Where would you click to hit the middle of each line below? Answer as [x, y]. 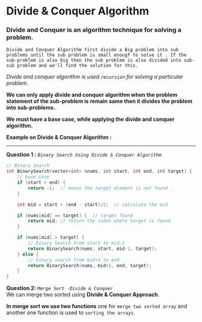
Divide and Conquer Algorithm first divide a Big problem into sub [93, 50]
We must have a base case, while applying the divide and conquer [90, 119]
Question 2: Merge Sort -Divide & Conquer [60, 288]
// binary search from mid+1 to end [74, 260]
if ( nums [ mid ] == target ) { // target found [75, 215]
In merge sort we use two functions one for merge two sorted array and [97, 306]
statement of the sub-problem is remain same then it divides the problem [99, 101]
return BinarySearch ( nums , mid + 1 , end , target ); [90, 265]
